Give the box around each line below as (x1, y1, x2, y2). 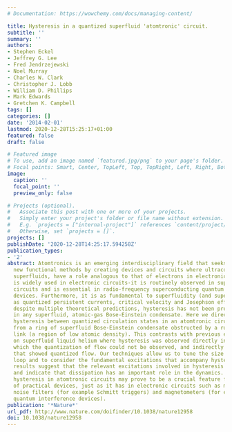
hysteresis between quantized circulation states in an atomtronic (13, 318, 212, 325)
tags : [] (7, 107, 32, 114)
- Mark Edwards (7, 93, 51, 100)
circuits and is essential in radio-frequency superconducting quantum (13, 285, 224, 293)
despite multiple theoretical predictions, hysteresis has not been (13, 305, 215, 312)
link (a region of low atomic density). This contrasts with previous (13, 331, 221, 338)
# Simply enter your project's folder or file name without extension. (7, 215, 224, 222)
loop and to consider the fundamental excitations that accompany (13, 357, 209, 363)
